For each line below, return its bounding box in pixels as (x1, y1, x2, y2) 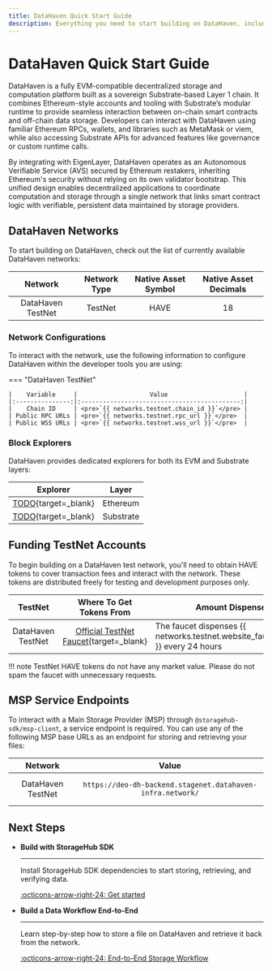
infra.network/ (140, 788, 200, 798)
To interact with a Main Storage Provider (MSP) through (8, 715, 193, 725)
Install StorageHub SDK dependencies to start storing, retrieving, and (19, 865, 252, 875)
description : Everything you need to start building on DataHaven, (8, 19, 241, 28)
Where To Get (78, 596, 133, 607)
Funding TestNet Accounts (8, 538, 147, 552)
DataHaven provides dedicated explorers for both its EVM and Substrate (8, 455, 249, 465)
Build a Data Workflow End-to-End (19, 906, 139, 916)
